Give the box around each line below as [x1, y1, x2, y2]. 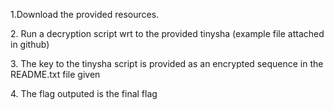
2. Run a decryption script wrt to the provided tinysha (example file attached [10, 28, 325, 39]
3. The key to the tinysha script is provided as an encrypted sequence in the [10, 58, 324, 69]
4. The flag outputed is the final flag [10, 88, 158, 99]
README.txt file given [10, 69, 101, 80]
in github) [10, 39, 50, 50]
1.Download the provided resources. [10, 9, 160, 20]
